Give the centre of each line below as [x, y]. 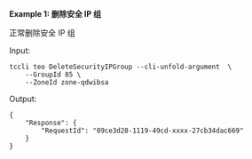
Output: [23, 99]
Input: [20, 51]
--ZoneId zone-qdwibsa [67, 83]
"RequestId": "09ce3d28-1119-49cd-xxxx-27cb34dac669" [142, 131]
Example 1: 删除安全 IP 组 [55, 14]
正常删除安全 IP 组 [42, 33]
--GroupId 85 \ [53, 75]
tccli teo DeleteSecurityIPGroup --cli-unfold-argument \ [121, 67]
